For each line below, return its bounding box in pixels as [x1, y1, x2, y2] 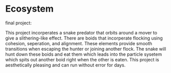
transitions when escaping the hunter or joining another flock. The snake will [5, 46, 166, 52]
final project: [5, 20, 32, 26]
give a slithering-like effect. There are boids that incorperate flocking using [5, 35, 163, 41]
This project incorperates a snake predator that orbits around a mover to [5, 29, 157, 35]
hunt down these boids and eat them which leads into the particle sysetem [5, 51, 162, 57]
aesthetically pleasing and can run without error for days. [5, 62, 126, 68]
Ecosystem [5, 3, 54, 15]
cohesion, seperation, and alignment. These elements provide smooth [5, 40, 152, 46]
